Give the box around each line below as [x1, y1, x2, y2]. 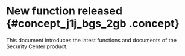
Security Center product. [6, 43, 68, 50]
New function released [6, 4, 122, 18]
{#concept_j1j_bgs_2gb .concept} [6, 17, 180, 30]
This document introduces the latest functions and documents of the [6, 36, 177, 43]
